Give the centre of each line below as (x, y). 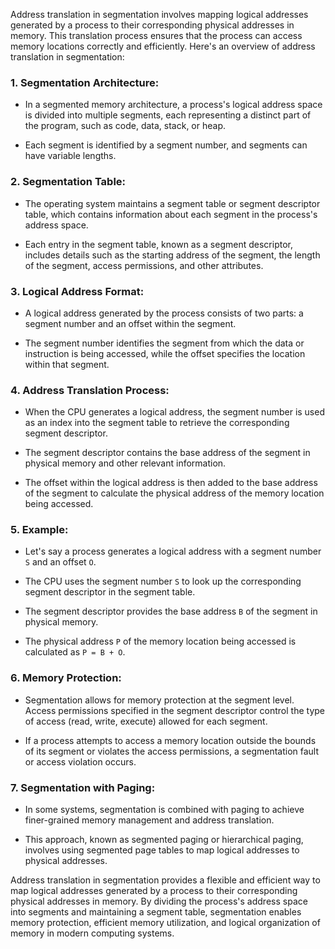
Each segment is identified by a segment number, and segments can (166, 145)
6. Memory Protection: (66, 678)
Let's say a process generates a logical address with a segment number (173, 551)
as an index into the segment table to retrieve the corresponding (157, 423)
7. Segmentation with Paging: (83, 787)
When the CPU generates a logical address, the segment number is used (174, 412)
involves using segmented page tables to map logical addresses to (162, 850)
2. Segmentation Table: (68, 182)
